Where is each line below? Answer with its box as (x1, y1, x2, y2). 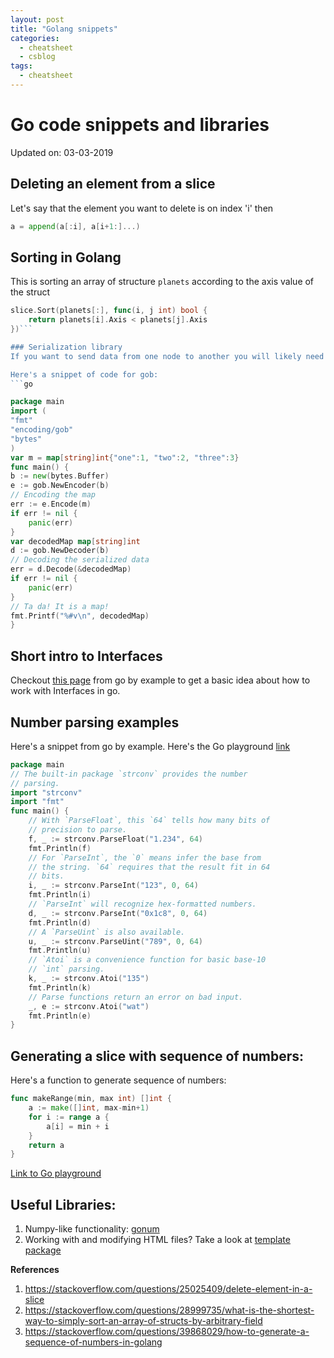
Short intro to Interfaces (10, 647, 163, 665)
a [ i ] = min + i (46, 1121, 110, 1131)
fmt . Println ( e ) (28, 1011, 92, 1021)
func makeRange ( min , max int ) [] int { (10, 1094, 172, 1104)
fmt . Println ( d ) (28, 917, 92, 928)
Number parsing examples (10, 714, 180, 731)
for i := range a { (28, 1112, 110, 1122)
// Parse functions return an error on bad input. (28, 992, 244, 1002)
